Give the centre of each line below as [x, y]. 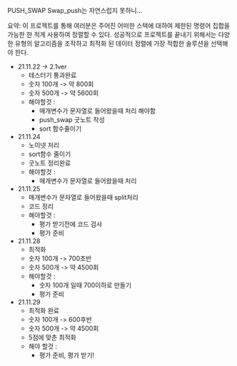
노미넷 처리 [44, 145]
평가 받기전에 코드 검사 [71, 224]
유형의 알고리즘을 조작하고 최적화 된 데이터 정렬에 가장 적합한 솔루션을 [112, 44]
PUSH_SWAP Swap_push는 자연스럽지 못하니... [75, 10]
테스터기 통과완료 [52, 75]
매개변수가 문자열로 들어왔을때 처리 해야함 [97, 111]
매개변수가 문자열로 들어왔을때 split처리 [83, 197]
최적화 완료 [44, 310]
